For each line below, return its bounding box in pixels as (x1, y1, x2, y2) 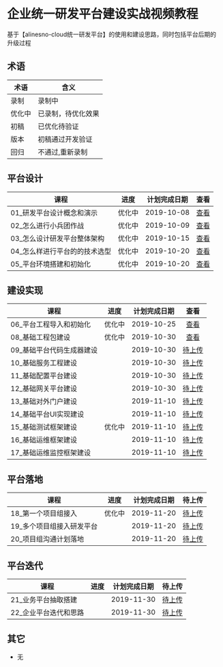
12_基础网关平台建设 (10, 384, 78, 393)
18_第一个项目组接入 (10, 509, 78, 519)
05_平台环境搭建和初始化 (10, 259, 91, 269)
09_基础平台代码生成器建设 (10, 345, 98, 355)
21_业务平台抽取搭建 (10, 595, 78, 604)
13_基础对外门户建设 (10, 397, 78, 406)
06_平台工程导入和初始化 (10, 319, 91, 329)
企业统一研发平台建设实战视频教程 (7, 6, 199, 22)
